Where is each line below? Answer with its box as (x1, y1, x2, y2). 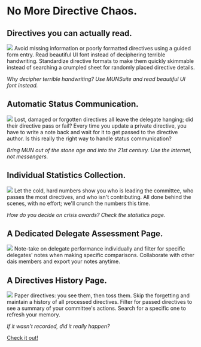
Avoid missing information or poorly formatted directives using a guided (14, 45, 191, 52)
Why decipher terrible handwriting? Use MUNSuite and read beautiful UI (7, 76, 186, 82)
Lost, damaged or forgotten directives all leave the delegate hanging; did (14, 116, 194, 123)
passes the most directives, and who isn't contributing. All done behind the (7, 193, 191, 200)
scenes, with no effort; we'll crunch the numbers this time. (7, 200, 151, 207)
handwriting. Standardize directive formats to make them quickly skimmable (7, 58, 194, 64)
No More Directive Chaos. (7, 4, 138, 18)
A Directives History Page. (7, 275, 107, 285)
